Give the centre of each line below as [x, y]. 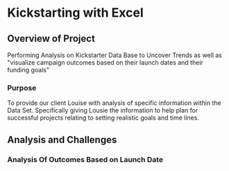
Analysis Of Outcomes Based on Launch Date [85, 159]
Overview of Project [51, 39]
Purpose [22, 88]
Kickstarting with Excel [75, 13]
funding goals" [28, 70]
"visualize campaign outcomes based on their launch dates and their [105, 63]
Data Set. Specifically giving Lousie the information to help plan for [103, 111]
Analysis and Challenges [62, 139]
